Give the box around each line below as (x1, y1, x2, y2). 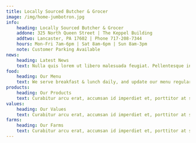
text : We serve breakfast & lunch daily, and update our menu (16, 79, 171, 85)
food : (6, 68, 19, 74)
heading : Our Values (16, 106, 66, 112)
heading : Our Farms (16, 123, 64, 128)
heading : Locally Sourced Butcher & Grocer (16, 25, 124, 31)
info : (6, 19, 19, 25)
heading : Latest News (16, 57, 69, 63)
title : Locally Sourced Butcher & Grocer (6, 8, 108, 15)
